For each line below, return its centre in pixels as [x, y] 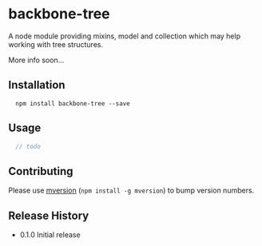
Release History [49, 215]
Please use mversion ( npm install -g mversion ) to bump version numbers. [131, 190]
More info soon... [36, 60]
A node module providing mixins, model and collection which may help [125, 36]
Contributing [41, 171]
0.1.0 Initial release [50, 235]
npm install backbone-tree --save [73, 103]
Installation [37, 85]
